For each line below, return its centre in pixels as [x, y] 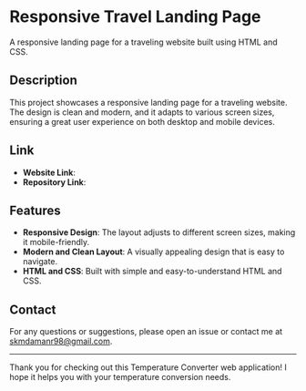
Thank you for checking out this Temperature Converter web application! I [148, 367]
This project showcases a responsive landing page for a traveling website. [149, 102]
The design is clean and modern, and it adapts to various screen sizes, [142, 112]
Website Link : [49, 172]
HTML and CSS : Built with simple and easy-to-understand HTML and [152, 272]
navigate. [40, 262]
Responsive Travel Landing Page [135, 17]
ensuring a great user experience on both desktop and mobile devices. [142, 121]
